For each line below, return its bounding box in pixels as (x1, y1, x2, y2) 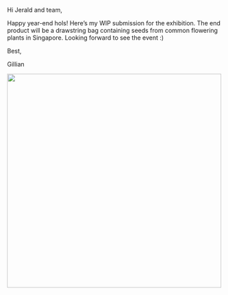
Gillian (7, 60, 25, 68)
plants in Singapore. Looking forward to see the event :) (7, 34, 164, 42)
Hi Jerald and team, (7, 6, 63, 14)
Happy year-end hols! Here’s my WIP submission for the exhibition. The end (7, 19, 220, 27)
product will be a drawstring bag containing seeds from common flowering (7, 27, 218, 34)
